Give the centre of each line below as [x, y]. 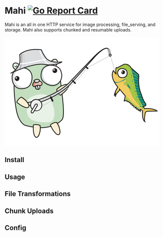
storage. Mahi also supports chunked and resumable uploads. [68, 29]
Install [14, 160]
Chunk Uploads [29, 211]
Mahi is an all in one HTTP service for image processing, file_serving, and [80, 24]
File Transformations [38, 194]
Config [15, 228]
